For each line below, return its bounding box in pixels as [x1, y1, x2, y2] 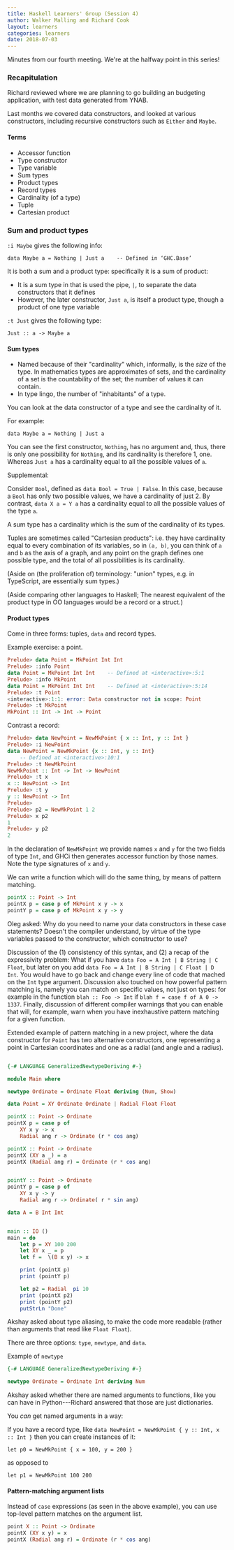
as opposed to [7, 1458, 49, 1467]
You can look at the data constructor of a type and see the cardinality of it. [7, 403, 221, 412]
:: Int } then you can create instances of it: [7, 1433, 136, 1441]
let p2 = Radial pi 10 [20, 1285, 89, 1292]
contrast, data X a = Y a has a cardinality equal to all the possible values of [7, 499, 226, 508]
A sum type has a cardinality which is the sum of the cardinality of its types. [7, 520, 226, 529]
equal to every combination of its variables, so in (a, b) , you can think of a [7, 541, 222, 550]
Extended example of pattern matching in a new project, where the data [7, 1028, 214, 1037]
